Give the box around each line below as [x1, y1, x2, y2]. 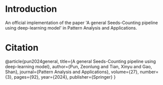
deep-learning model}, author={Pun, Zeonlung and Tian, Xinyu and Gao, [5, 63, 152, 69]
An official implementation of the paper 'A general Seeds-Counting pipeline [5, 20, 158, 26]
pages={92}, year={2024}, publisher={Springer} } [14, 74, 116, 80]
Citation [5, 42, 39, 54]
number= [140, 69, 159, 75]
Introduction [5, 3, 57, 15]
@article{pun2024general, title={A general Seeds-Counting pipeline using [5, 58, 156, 64]
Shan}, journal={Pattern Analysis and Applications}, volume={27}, [5, 69, 139, 75]
